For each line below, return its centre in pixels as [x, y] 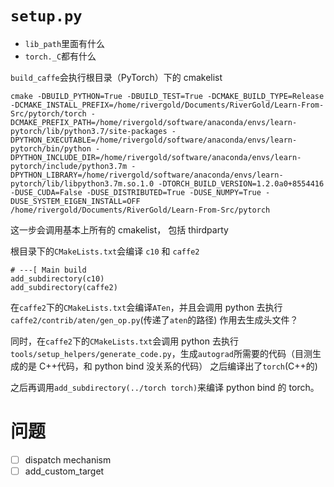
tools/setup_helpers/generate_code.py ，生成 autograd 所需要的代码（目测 [161, 353]
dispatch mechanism [68, 459]
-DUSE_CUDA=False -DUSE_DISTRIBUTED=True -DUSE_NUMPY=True [136, 192]
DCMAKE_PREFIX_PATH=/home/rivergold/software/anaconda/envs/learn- [154, 122]
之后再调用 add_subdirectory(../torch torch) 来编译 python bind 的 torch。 [165, 387]
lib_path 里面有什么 [65, 43]
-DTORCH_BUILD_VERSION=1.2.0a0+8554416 [241, 183]
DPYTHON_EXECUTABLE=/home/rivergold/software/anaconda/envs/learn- [154, 140]
